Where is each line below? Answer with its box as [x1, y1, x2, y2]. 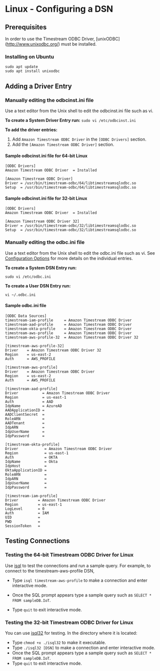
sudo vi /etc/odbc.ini [5, 274, 51, 279]
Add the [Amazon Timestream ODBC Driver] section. [12, 141, 115, 147]
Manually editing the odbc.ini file [5, 239, 85, 246]
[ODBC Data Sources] [5, 313, 47, 318]
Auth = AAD [5, 399, 54, 404]
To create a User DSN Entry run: [5, 283, 71, 288]
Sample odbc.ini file [5, 303, 46, 309]
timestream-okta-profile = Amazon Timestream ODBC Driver [5, 326, 132, 331]
